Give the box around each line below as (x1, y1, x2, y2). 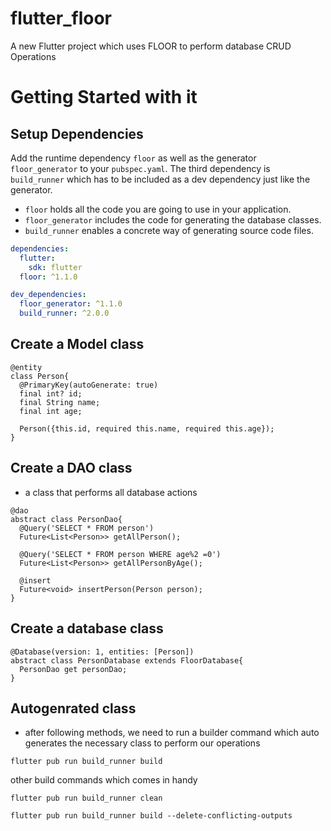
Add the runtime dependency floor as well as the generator (10, 152, 257, 164)
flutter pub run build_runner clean (10, 793, 163, 804)
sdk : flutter (28, 262, 83, 272)
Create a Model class (10, 336, 145, 353)
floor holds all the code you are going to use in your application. (24, 203, 292, 215)
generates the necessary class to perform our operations (24, 737, 261, 749)
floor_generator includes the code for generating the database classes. (24, 213, 322, 226)
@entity (10, 362, 43, 372)
